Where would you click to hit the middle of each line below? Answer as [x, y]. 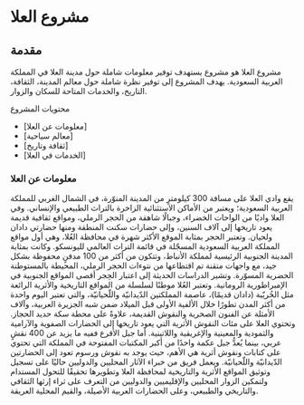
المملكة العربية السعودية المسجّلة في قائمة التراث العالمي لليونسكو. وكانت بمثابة [145, 246]
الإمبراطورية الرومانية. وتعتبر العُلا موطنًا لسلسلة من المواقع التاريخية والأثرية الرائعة [149, 285]
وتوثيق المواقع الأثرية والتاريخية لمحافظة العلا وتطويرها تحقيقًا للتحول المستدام [140, 371]
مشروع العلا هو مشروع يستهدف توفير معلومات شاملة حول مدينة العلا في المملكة [146, 72]
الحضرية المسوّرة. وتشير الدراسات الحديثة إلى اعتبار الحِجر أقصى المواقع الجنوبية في [152, 275]
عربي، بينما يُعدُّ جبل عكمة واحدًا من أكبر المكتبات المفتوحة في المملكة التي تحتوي [146, 342]
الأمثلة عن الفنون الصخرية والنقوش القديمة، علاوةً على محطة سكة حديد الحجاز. [142, 313]
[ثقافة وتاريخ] [46, 145]
